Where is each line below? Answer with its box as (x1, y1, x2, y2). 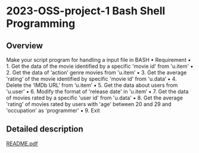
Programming (6, 17, 76, 30)
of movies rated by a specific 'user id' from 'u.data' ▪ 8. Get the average (6, 94, 184, 101)
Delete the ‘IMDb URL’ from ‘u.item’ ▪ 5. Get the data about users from (6, 82, 178, 89)
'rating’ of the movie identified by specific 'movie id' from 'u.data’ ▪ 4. (6, 76, 177, 82)
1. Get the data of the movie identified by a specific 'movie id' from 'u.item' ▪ (6, 63, 194, 70)
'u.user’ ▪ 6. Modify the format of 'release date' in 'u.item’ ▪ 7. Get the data (6, 88, 189, 95)
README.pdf (6, 140, 38, 147)
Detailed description (6, 124, 83, 135)
